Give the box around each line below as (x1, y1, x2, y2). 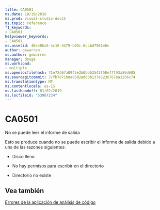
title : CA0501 (5, 7, 34, 12)
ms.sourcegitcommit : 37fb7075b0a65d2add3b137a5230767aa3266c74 (5, 75, 136, 80)
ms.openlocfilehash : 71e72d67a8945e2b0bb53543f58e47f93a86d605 (5, 70, 136, 75)
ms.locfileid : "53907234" (5, 93, 57, 97)
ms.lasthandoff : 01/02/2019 (5, 88, 62, 93)
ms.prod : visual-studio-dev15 (5, 16, 66, 21)
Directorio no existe (12, 173, 51, 178)
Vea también (5, 186, 44, 194)
